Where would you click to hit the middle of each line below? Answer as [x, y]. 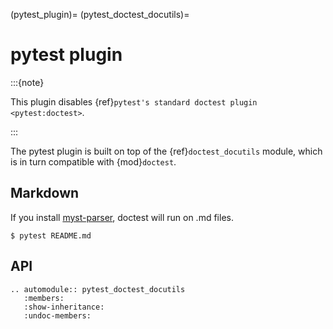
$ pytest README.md [51, 235]
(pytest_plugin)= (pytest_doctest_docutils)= [100, 14]
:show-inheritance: [64, 307]
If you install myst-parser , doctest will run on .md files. [122, 217]
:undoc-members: [57, 315]
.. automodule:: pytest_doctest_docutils [98, 289]
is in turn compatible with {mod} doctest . [93, 161]
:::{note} [27, 82]
